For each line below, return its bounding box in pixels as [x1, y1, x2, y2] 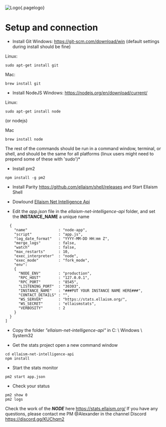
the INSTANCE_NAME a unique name [12, 213, 90, 219]
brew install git [5, 81, 41, 86]
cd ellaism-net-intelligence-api [5, 352, 74, 357]
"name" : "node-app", [14, 227, 88, 232]
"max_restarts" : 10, [14, 249, 70, 254]
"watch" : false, [14, 245, 77, 250]
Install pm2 [12, 165, 35, 171]
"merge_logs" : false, [14, 240, 77, 245]
